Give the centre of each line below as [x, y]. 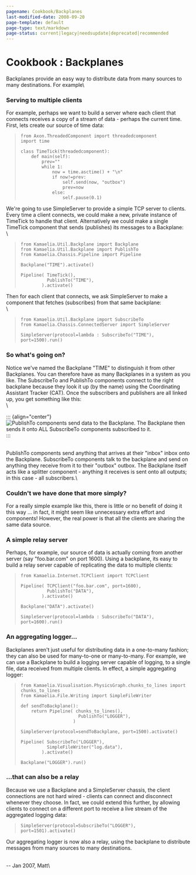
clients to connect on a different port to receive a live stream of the [87, 809]
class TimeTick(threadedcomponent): [65, 152]
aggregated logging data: [37, 815]
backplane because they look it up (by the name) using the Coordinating [93, 386]
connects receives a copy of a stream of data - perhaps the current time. [94, 119]
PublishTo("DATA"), [71, 591]
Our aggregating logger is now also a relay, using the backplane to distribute [98, 842]
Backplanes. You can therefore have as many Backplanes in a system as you [98, 374]
